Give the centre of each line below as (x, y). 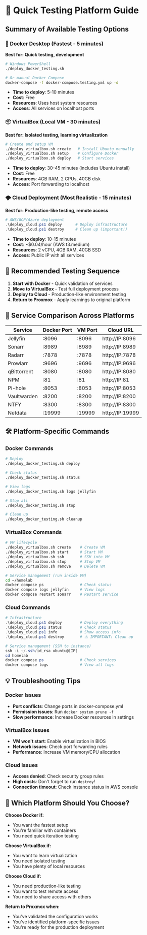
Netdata (17, 412)
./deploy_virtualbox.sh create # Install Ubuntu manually (70, 149)
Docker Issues (23, 695)
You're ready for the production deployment (58, 927)
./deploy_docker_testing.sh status (43, 478)
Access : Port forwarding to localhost (51, 184)
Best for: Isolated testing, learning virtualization (57, 135)
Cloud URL (121, 330)
